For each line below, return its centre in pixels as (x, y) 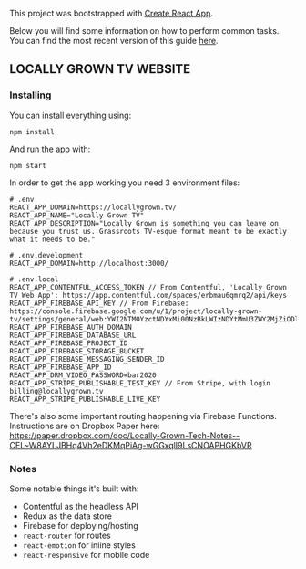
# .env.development (46, 255)
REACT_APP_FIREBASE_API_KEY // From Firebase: (99, 303)
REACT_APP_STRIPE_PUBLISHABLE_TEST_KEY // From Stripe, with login (140, 383)
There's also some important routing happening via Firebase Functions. (143, 416)
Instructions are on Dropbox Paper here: (85, 426)
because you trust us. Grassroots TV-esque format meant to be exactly (148, 231)
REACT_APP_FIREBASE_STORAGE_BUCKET (77, 351)
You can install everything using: (71, 115)
